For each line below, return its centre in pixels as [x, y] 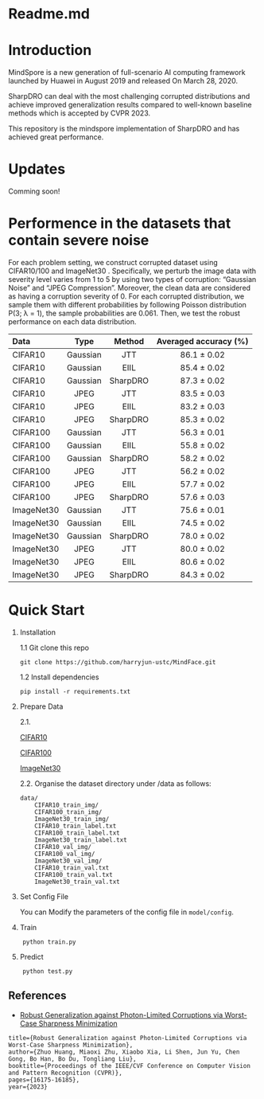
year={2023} [28, 1087]
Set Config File [44, 896]
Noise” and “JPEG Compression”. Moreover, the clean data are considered [130, 288]
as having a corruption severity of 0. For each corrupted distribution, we [126, 296]
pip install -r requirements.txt [75, 691]
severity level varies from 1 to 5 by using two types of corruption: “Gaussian [132, 279]
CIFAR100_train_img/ [68, 812]
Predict [31, 956]
